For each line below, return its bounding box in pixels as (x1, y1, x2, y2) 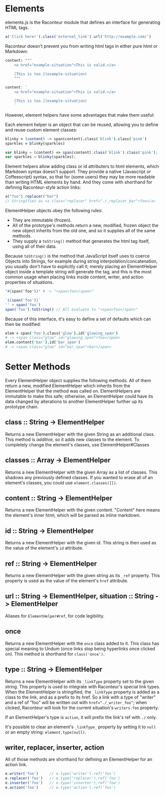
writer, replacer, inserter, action (5, 743, 105, 751)
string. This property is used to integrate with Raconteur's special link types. (5, 683, 161, 690)
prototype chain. (5, 404, 39, 409)
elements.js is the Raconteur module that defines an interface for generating (5, 19, 161, 25)
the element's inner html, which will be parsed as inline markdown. (5, 512, 141, 518)
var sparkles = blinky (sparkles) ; (5, 154, 77, 160)
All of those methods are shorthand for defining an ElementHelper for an (5, 756, 153, 762)
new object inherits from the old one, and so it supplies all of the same (12, 228, 156, 234)
